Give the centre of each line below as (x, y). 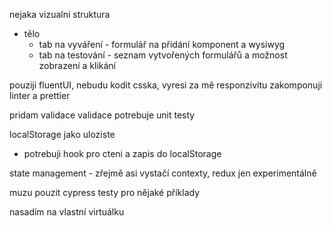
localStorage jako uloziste (62, 134)
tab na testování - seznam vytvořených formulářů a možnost (163, 55)
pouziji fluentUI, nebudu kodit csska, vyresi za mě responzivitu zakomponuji (166, 85)
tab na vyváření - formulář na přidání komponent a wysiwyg (162, 44)
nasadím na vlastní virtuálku (67, 212)
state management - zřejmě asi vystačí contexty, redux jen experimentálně (163, 173)
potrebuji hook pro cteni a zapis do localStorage (122, 153)
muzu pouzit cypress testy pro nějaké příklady (105, 192)
